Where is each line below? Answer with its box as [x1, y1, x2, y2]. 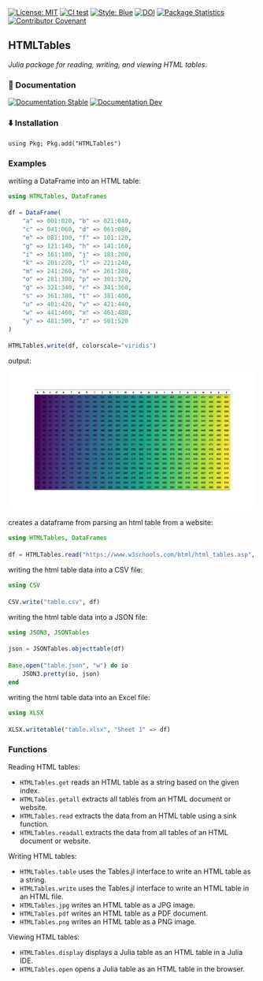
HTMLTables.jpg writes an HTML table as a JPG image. [19, 900, 195, 909]
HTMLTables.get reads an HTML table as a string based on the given [19, 777, 239, 787]
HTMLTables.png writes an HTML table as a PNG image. [19, 916, 197, 926]
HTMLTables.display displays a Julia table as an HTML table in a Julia [19, 947, 243, 957]
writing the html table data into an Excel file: [8, 692, 150, 702]
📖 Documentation [8, 79, 76, 90]
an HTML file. [19, 891, 64, 901]
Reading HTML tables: [8, 762, 80, 771]
